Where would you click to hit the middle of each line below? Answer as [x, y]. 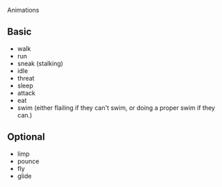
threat [26, 78]
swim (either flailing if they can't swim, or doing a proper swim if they [116, 108]
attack [26, 92]
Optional [26, 137]
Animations [23, 10]
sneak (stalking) [40, 63]
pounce [28, 161]
